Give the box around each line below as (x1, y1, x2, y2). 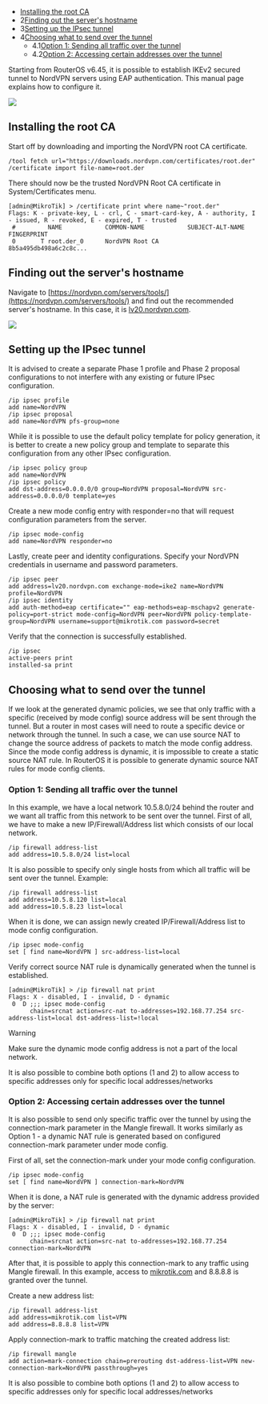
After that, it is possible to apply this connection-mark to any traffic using (8, 1258, 250, 1268)
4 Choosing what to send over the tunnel (19, 32, 153, 42)
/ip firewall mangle (8, 1349, 78, 1358)
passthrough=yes (94, 1364, 149, 1372)
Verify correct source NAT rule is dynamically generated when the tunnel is (8, 962, 256, 972)
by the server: (8, 1200, 54, 1210)
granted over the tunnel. (8, 1275, 88, 1284)
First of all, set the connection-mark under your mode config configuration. (8, 1155, 256, 1165)
